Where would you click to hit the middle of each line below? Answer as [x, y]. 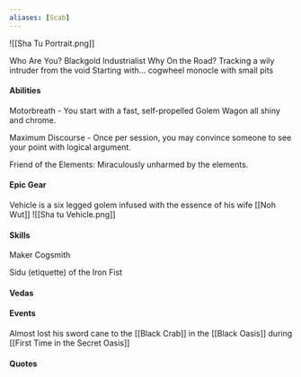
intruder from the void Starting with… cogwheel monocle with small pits [142, 70]
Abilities [25, 91]
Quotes [23, 364]
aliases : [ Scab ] [40, 18]
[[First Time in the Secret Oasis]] [70, 343]
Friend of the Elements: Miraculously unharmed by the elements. [129, 164]
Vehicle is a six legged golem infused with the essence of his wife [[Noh [143, 205]
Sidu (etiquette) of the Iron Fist [66, 272]
